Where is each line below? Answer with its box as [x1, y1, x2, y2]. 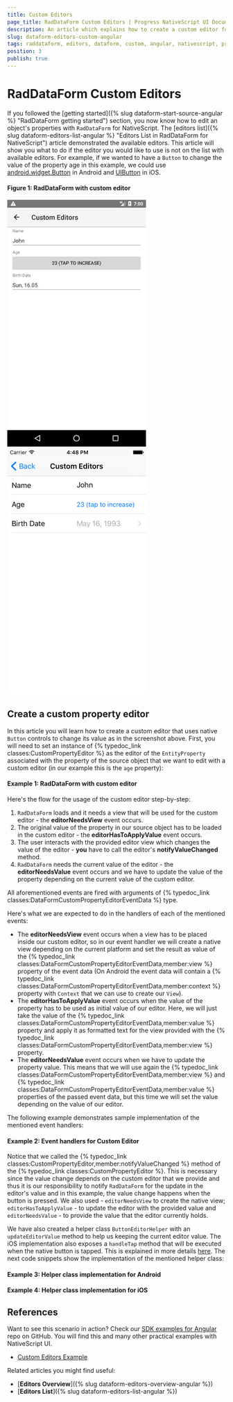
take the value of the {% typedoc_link [17, 1011, 125, 1020]
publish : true [7, 56, 49, 63]
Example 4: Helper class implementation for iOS [7, 1286, 148, 1294]
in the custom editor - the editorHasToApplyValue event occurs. [17, 831, 202, 839]
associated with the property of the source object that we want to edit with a [7, 756, 226, 765]
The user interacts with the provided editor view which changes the [17, 838, 210, 847]
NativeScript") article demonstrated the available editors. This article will [7, 138, 214, 147]
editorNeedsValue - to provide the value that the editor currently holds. [7, 1212, 209, 1220]
